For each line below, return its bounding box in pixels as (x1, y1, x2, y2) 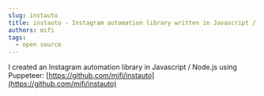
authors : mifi (8, 26, 55, 34)
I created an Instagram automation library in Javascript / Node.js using (8, 62, 237, 72)
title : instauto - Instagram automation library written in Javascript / (8, 19, 257, 27)
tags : (8, 33, 26, 42)
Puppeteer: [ (8, 71, 49, 80)
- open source (15, 41, 62, 49)
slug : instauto (8, 11, 58, 20)
